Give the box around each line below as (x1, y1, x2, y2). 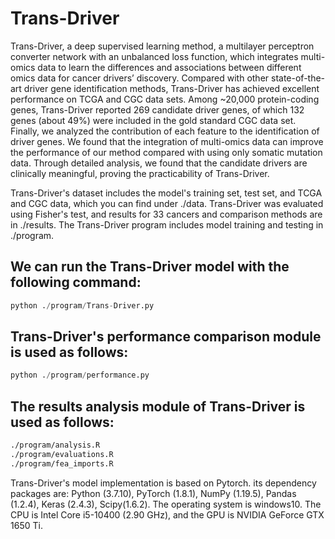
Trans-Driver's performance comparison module (10, 328, 322, 346)
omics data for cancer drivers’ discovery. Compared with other (10, 72, 270, 84)
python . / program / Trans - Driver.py (10, 300, 155, 311)
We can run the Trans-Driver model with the (10, 258, 290, 276)
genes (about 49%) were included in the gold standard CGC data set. (10, 114, 297, 126)
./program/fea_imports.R (10, 458, 114, 469)
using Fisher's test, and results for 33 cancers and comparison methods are (10, 208, 323, 220)
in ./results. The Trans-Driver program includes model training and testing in (10, 218, 324, 231)
